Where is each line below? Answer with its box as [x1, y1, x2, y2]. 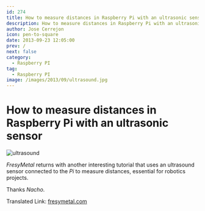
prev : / [6, 43, 26, 49]
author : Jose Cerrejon [6, 26, 64, 32]
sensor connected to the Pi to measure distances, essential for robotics [6, 168, 186, 175]
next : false [6, 49, 37, 55]
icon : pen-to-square [6, 32, 59, 38]
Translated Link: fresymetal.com [6, 198, 87, 205]
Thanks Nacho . [6, 186, 45, 193]
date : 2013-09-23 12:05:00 [6, 37, 75, 43]
